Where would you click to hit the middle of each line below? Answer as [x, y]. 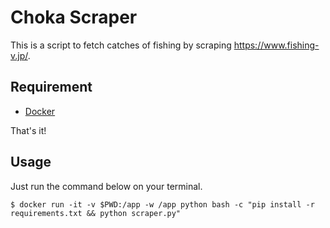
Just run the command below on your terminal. [106, 186]
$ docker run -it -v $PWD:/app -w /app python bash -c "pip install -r [162, 204]
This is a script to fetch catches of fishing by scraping [121, 45]
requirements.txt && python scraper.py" [96, 213]
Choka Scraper [74, 17]
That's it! [28, 130]
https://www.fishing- [276, 45]
